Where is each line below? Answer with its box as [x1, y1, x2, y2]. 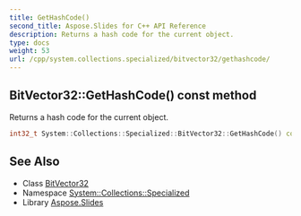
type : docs [9, 38, 50, 48]
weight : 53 [9, 47, 50, 56]
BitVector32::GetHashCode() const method [9, 88, 257, 103]
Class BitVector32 [21, 177, 90, 188]
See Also [9, 154, 60, 169]
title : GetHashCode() [9, 13, 90, 22]
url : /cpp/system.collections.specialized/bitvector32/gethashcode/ [9, 55, 271, 64]
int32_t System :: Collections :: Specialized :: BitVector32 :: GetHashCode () [9, 129, 282, 138]
